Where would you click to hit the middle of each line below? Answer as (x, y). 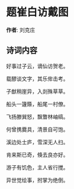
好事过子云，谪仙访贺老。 (37, 66)
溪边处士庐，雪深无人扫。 (37, 142)
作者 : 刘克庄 (21, 30)
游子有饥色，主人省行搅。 (37, 167)
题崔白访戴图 (38, 12)
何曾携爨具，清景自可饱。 (37, 129)
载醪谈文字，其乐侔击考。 (37, 79)
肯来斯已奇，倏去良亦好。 (37, 154)
